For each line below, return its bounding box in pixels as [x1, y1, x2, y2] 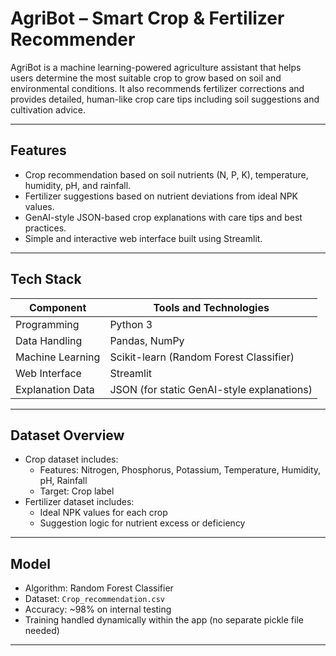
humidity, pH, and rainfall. [24, 179, 132, 191]
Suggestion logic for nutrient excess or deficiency [39, 517, 246, 529]
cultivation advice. [10, 103, 87, 116]
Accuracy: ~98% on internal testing [24, 603, 172, 616]
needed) [24, 625, 60, 637]
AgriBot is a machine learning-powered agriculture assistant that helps [10, 61, 302, 73]
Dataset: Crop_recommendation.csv [24, 593, 166, 605]
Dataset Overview [10, 427, 125, 444]
